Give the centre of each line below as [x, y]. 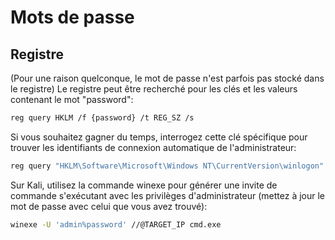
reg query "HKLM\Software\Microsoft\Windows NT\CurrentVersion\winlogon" [167, 166]
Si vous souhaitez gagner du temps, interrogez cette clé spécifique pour [159, 137]
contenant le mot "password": [72, 99]
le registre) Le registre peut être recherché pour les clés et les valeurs [154, 89]
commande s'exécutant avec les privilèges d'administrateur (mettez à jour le [168, 195]
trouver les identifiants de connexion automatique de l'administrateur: [153, 147]
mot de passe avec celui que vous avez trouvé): [109, 206]
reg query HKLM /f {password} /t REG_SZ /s [102, 118]
